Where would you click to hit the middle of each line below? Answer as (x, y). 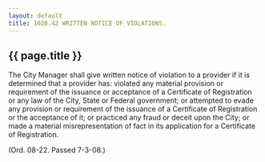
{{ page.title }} (45, 56)
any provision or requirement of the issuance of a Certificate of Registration (133, 109)
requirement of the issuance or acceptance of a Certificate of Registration (130, 92)
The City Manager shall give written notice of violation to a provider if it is (129, 75)
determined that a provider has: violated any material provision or (116, 83)
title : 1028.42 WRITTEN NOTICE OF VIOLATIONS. (87, 23)
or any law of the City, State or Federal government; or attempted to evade (131, 100)
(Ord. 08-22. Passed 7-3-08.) (57, 150)
